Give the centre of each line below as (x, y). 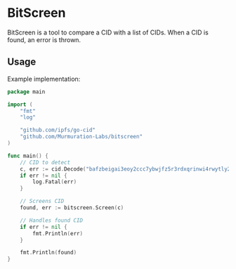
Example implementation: (44, 79)
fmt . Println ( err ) (58, 233)
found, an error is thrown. (44, 39)
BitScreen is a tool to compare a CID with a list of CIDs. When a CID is (108, 32)
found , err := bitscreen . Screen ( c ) (72, 208)
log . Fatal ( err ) (55, 182)
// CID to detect (45, 162)
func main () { (28, 156)
